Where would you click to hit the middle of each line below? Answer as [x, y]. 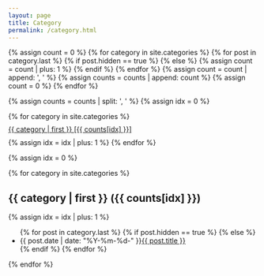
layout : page [30, 15]
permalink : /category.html [53, 30]
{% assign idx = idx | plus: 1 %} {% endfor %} [82, 143]
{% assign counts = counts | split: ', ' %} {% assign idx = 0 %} [109, 101]
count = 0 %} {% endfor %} [53, 86]
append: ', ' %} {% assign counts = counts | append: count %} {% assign [127, 78]
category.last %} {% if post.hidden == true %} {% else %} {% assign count [130, 61]
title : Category [35, 23]
